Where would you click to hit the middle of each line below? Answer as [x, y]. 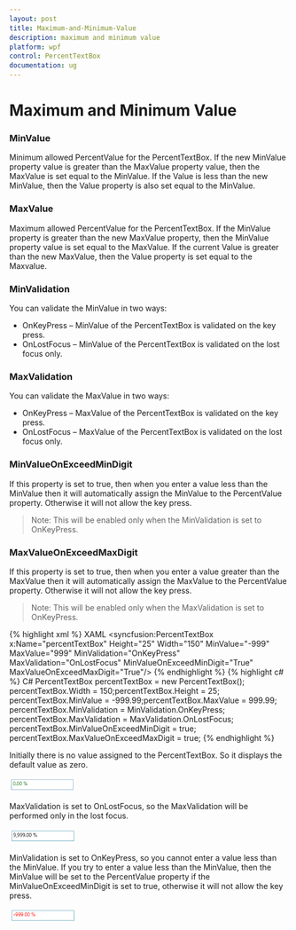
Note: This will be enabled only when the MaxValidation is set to [147, 607]
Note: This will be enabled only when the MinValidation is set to [146, 520]
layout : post [33, 19]
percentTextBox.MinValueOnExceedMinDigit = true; [103, 729]
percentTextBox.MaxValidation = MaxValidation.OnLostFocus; [121, 719]
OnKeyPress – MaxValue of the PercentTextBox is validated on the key [150, 414]
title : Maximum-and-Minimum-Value [73, 28]
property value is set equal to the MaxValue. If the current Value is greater [144, 247]
